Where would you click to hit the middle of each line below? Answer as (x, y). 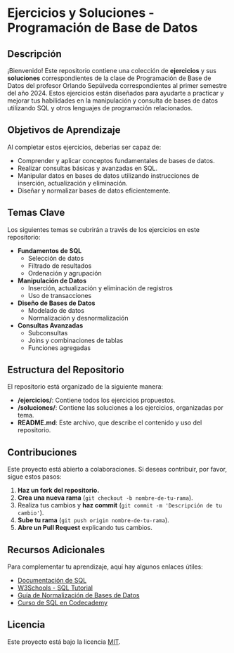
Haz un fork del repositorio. (58, 491)
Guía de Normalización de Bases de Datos (78, 595)
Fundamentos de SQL (50, 250)
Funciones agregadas (59, 348)
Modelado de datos (56, 310)
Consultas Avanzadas (50, 325)
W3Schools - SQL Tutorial (55, 588)
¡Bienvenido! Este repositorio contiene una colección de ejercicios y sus (112, 71)
